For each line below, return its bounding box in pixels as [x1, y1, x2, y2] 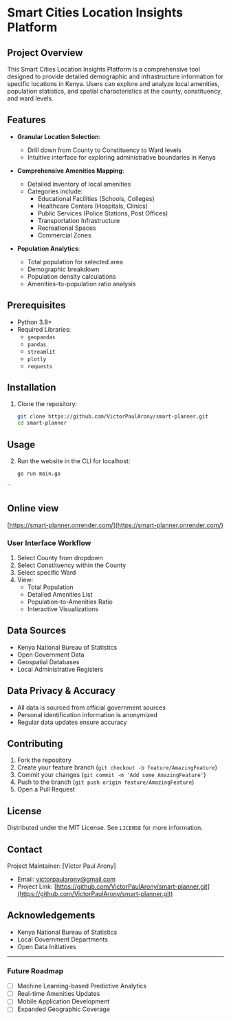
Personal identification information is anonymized [16, 710, 157, 719]
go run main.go [16, 470, 61, 477]
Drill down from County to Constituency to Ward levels [27, 146, 182, 154]
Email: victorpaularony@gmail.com [16, 875, 115, 884]
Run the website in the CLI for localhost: [16, 457, 131, 465]
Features [7, 114, 46, 126]
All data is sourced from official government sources [16, 703, 166, 712]
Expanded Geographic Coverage [16, 1005, 110, 1013]
